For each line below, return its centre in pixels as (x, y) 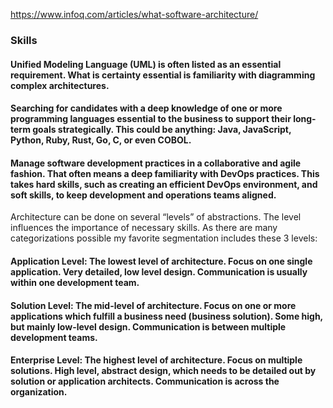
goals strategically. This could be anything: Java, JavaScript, (162, 130)
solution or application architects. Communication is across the (145, 381)
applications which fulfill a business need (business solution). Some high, (166, 316)
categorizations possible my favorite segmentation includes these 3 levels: (164, 238)
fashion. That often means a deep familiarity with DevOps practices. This (165, 173)
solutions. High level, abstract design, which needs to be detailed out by (163, 371)
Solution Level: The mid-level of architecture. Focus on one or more (153, 305)
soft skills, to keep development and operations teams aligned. (143, 195)
